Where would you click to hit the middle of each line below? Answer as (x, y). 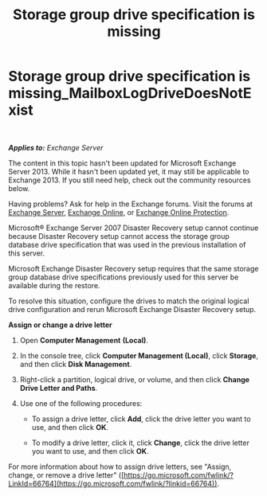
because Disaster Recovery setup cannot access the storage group (119, 236)
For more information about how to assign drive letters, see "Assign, (120, 467)
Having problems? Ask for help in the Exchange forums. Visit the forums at (131, 204)
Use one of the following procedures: (81, 403)
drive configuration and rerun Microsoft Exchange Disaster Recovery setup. (132, 309)
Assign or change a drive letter (61, 325)
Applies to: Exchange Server (56, 147)
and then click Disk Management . (76, 364)
